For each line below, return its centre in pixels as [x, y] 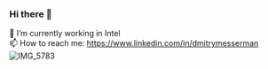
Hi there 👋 [31, 14]
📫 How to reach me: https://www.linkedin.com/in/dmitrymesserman [134, 43]
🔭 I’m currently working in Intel [65, 34]
